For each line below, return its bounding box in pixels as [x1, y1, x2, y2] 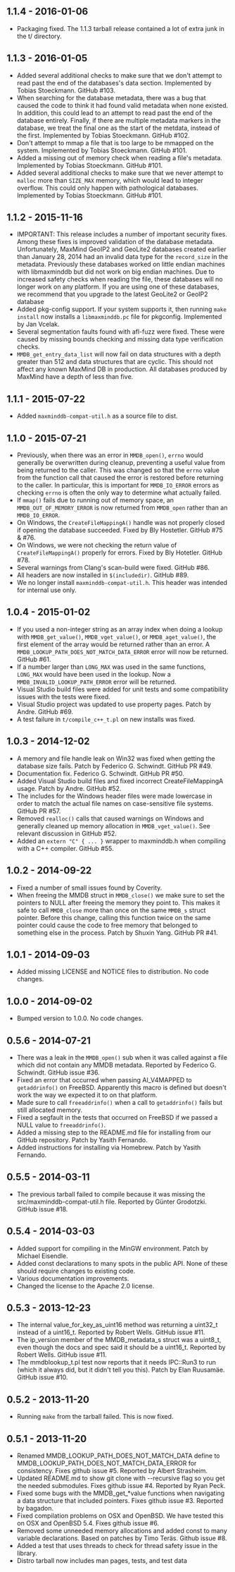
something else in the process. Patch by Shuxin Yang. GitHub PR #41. [16, 928, 218, 937]
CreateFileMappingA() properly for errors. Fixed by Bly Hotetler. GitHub [16, 548, 223, 557]
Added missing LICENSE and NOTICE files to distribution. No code [16, 967, 209, 976]
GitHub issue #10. [16, 1373, 68, 1381]
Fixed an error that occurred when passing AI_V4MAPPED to [16, 1075, 192, 1084]
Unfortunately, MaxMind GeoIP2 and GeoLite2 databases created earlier [16, 245, 227, 253]
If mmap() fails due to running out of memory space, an [16, 496, 174, 504]
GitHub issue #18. [16, 1204, 68, 1213]
